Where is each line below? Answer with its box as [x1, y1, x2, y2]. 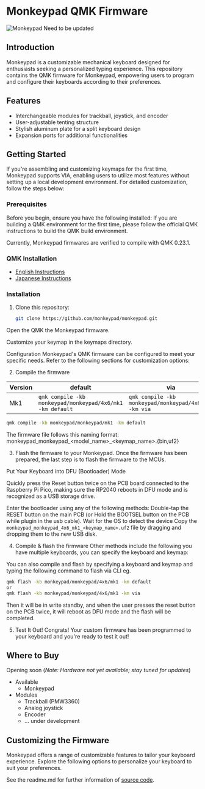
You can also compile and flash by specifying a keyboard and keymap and [6, 561, 193, 568]
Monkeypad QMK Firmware [6, 4, 148, 18]
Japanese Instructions [15, 274, 71, 282]
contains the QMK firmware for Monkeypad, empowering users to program [6, 72, 194, 79]
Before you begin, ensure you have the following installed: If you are [6, 214, 178, 221]
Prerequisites [6, 200, 47, 209]
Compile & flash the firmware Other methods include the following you [15, 543, 192, 550]
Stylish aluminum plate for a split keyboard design [15, 125, 141, 132]
